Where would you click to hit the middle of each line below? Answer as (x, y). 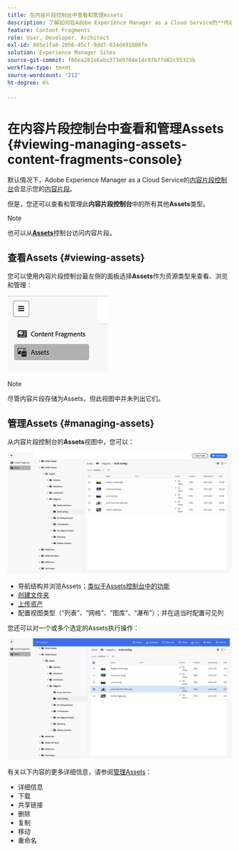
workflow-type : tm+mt (39, 68)
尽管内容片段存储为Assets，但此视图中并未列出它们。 (86, 398)
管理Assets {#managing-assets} (81, 423)
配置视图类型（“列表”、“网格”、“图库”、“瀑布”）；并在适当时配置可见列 (121, 612)
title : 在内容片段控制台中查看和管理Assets (65, 15)
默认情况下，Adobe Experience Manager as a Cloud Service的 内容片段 (111, 180)
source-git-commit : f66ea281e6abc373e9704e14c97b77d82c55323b (101, 61)
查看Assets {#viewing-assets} (76, 258)
